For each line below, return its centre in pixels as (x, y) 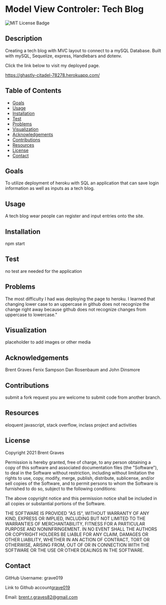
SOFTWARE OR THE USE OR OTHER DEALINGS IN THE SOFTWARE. (75, 550)
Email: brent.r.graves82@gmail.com (41, 597)
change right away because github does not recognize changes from (76, 309)
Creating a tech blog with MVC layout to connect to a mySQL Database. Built (83, 50)
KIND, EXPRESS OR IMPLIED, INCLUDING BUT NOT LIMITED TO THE (75, 519)
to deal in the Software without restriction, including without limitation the (80, 473)
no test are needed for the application (44, 271)
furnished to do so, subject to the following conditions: (61, 489)
